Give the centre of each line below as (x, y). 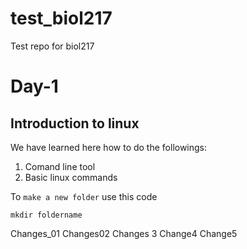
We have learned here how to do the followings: (109, 147)
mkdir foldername (46, 215)
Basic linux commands (71, 177)
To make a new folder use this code (84, 196)
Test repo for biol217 (52, 46)
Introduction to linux (75, 123)
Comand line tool (60, 166)
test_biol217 (61, 18)
